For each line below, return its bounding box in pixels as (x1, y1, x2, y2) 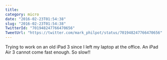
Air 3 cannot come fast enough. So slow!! (5, 49, 91, 55)
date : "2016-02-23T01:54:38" (5, 16, 66, 21)
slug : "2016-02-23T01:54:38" (5, 21, 66, 26)
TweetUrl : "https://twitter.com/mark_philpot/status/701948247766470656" (5, 30, 163, 35)
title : (5, 7, 19, 12)
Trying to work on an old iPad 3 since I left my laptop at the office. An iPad (5, 44, 158, 50)
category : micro (5, 12, 39, 17)
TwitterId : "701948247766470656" (5, 26, 75, 31)
